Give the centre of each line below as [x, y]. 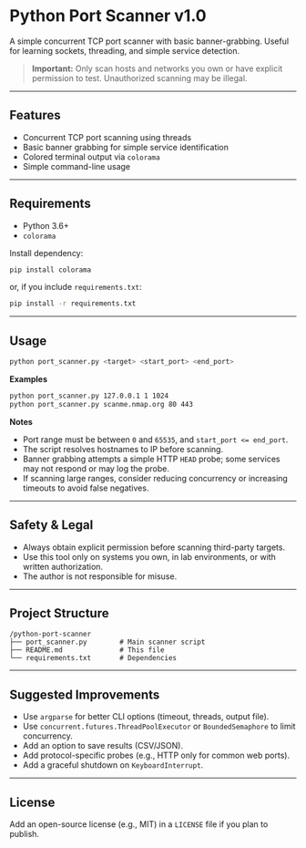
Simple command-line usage [76, 166]
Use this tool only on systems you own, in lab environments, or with [149, 556]
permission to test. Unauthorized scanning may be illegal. [139, 78]
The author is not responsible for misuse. [100, 576]
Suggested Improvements [85, 694]
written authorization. [62, 566]
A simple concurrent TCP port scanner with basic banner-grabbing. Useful [149, 41]
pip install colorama [51, 270]
